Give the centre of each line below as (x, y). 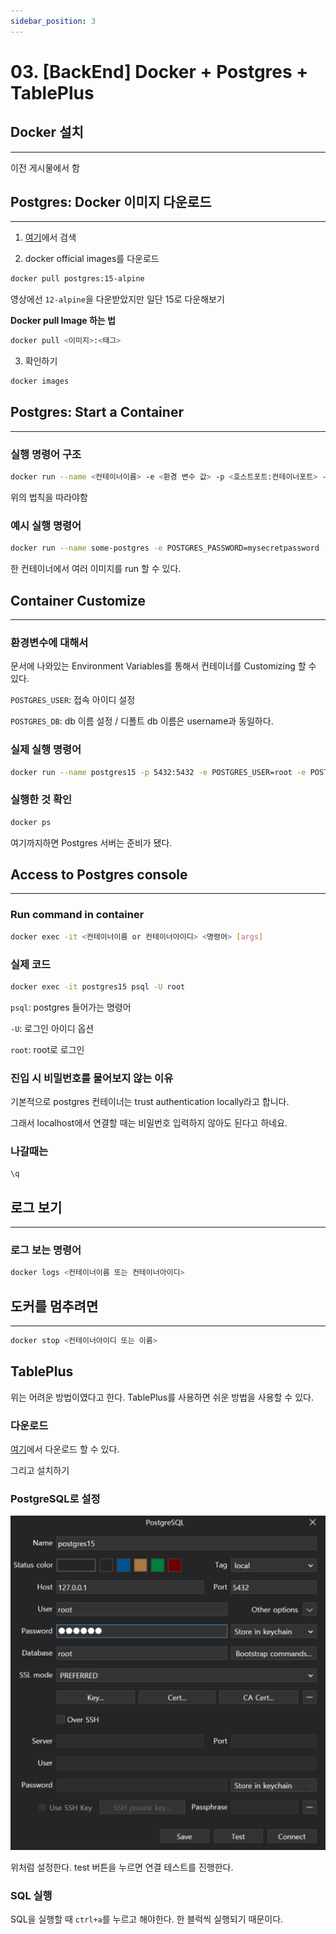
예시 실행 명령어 (46, 525)
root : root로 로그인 (47, 1049)
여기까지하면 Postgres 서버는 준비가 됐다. (91, 842)
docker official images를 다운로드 (92, 259)
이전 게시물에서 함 (45, 167)
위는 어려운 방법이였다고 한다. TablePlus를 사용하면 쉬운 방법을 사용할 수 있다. (162, 1397)
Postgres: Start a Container (97, 412)
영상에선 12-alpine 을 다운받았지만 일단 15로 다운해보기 (117, 299)
